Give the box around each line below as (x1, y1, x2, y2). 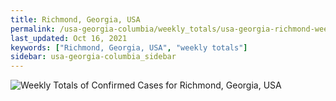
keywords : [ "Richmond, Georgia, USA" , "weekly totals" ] (10, 42, 248, 53)
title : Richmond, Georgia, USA (10, 14, 141, 25)
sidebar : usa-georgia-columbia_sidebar (10, 52, 177, 62)
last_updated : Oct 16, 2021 (10, 33, 128, 43)
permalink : (10, 24, 56, 34)
